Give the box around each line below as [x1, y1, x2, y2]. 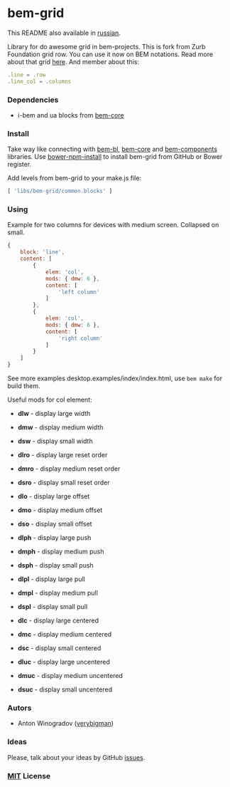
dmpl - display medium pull [17, 589, 98, 598]
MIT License [7, 771, 51, 781]
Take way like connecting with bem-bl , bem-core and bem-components [7, 145, 218, 154]
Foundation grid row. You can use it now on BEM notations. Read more [7, 50, 214, 58]
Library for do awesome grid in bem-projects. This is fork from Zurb [7, 42, 206, 51]
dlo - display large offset [17, 492, 90, 501]
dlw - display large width [17, 410, 91, 418]
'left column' [57, 288, 100, 296]
